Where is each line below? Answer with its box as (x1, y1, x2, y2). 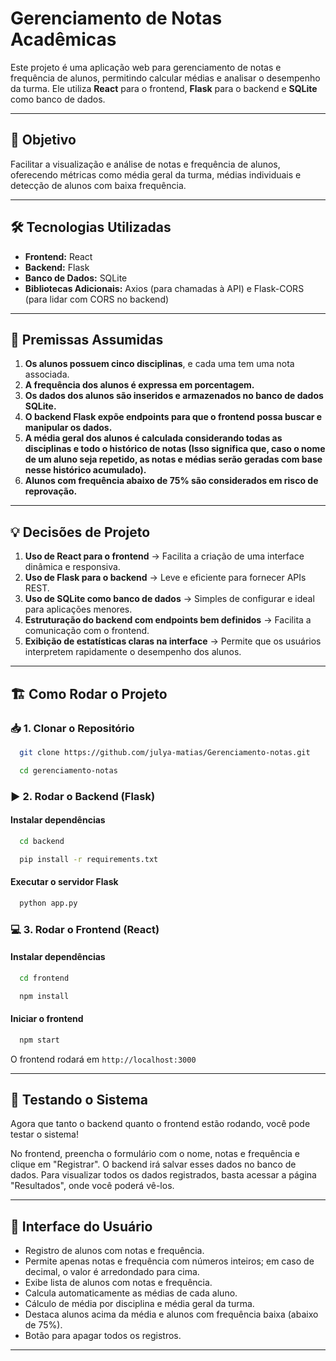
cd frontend (19, 973, 70, 983)
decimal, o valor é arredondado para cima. (24, 1266, 200, 1278)
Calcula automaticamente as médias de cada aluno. (24, 1287, 238, 1299)
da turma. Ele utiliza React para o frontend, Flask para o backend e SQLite (10, 82, 318, 94)
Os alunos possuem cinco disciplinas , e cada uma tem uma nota (24, 358, 295, 370)
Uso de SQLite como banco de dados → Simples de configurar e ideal (24, 593, 315, 605)
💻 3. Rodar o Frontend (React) (10, 922, 160, 936)
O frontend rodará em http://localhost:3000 (10, 1053, 197, 1065)
